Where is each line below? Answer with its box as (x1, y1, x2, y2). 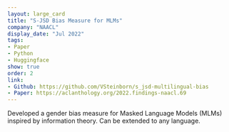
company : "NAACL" (7, 23, 59, 31)
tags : (7, 37, 24, 44)
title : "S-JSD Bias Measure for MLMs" (7, 17, 123, 24)
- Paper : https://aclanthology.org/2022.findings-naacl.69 (7, 89, 187, 97)
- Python (7, 50, 34, 57)
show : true (7, 63, 40, 70)
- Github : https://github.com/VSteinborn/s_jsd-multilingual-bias (7, 83, 209, 90)
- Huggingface (7, 57, 50, 64)
